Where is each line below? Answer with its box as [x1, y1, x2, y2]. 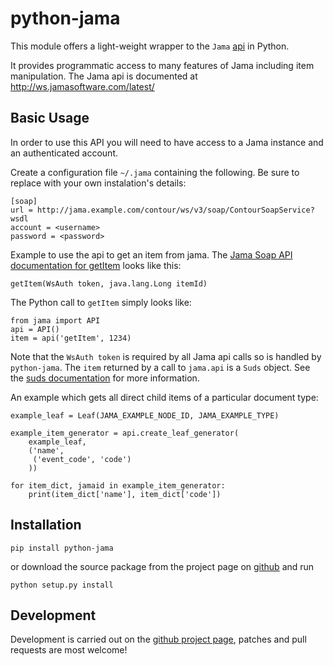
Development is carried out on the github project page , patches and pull [10, 633, 307, 646]
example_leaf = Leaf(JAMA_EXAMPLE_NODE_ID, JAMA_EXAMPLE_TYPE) [10, 410, 280, 421]
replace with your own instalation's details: [10, 177, 187, 189]
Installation [10, 517, 82, 534]
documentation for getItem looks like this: [10, 259, 182, 271]
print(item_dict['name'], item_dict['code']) [28, 489, 222, 499]
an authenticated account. [10, 147, 118, 159]
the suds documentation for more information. [10, 372, 200, 384]
